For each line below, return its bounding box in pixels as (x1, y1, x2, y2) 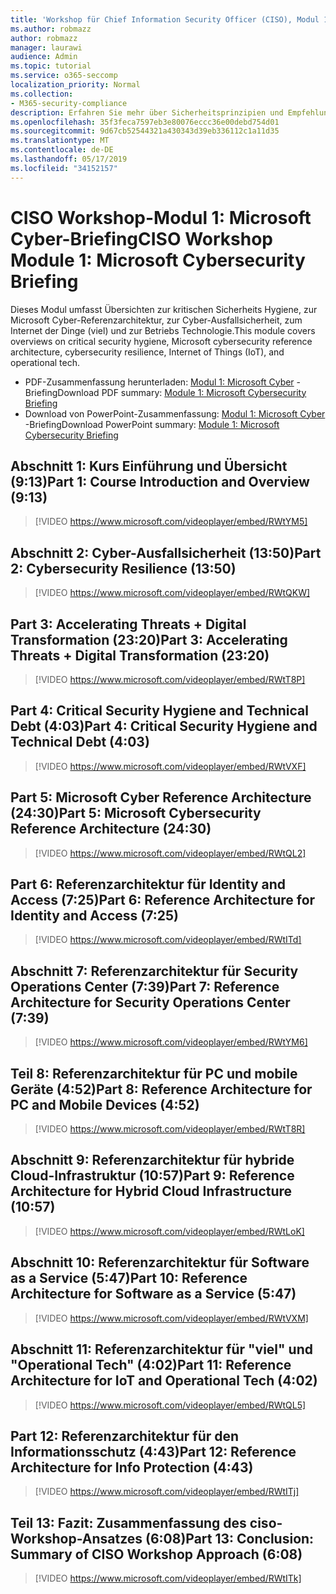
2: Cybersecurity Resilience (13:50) (10, 560, 237, 577)
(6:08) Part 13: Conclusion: (144, 1530, 315, 1547)
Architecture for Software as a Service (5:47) (10, 1286, 297, 1303)
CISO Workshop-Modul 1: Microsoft (10, 206, 312, 229)
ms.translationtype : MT (10, 136, 110, 146)
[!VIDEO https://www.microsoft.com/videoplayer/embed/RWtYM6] (34, 1036, 308, 1048)
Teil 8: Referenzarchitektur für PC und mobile (10, 1065, 298, 1082)
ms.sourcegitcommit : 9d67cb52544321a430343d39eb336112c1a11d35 (10, 126, 280, 136)
